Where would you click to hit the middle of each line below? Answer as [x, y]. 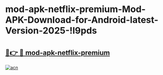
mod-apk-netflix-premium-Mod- [75, 9]
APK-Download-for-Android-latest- [82, 20]
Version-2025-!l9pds [51, 31]
